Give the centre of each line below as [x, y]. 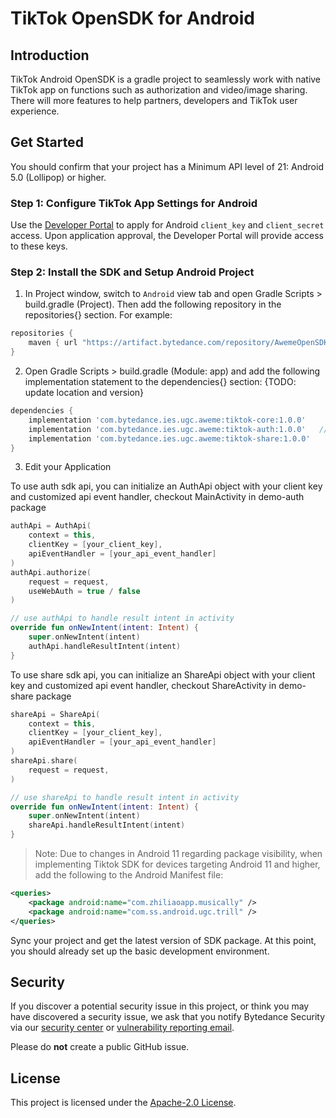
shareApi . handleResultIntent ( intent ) [107, 825]
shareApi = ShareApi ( [55, 714]
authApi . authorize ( [51, 572]
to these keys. [39, 246]
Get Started [47, 142]
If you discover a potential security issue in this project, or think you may [160, 1006]
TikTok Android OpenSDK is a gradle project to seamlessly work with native [166, 79]
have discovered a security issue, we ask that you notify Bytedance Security [168, 1017]
